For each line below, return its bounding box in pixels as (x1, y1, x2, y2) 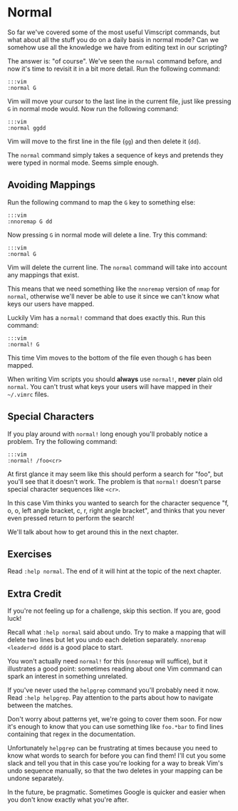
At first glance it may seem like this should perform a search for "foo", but (7, 470, 224, 478)
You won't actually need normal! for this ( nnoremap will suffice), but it (7, 657, 208, 666)
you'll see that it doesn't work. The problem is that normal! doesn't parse (7, 477, 221, 485)
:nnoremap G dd (7, 218, 53, 225)
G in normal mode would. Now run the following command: (7, 104, 179, 113)
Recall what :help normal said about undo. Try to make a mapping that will (7, 628, 226, 636)
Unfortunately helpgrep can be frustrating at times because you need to (7, 744, 218, 753)
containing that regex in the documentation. (7, 730, 136, 738)
